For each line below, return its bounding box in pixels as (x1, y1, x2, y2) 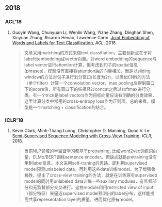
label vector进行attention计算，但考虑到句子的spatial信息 (24, 62, 138, 67)
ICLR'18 (5, 116, 23, 123)
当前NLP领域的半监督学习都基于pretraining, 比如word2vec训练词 (24, 148, 153, 154)
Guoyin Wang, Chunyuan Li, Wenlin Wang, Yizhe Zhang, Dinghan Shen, (12, 29, 154, 35)
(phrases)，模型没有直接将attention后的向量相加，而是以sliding (24, 68, 151, 74)
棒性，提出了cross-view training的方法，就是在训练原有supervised (24, 172, 158, 178)
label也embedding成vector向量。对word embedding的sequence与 (24, 56, 157, 62)
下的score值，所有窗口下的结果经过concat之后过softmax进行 (24, 86, 146, 92)
